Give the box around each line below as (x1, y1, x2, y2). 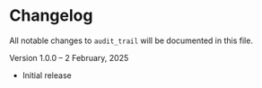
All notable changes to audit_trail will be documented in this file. (9, 35, 254, 46)
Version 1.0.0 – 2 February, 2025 (9, 52, 129, 63)
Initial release (22, 69, 72, 81)
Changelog (9, 5, 93, 26)
